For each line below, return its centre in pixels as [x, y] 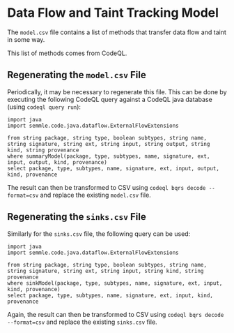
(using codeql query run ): [44, 107]
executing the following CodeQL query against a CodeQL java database [110, 99]
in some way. [26, 39]
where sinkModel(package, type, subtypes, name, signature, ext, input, [115, 283]
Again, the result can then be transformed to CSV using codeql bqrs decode [116, 314]
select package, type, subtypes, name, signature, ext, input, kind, [110, 295]
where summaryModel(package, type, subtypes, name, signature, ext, [109, 156]
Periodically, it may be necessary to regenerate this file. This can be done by [117, 91]
